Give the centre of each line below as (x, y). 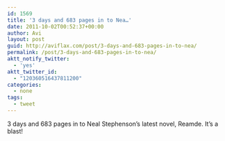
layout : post (26, 40)
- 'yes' (25, 65)
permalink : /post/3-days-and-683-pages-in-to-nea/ (82, 53)
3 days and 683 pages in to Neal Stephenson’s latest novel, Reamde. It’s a (113, 124)
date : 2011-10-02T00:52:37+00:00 (56, 26)
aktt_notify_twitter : (39, 59)
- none (23, 91)
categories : (24, 85)
